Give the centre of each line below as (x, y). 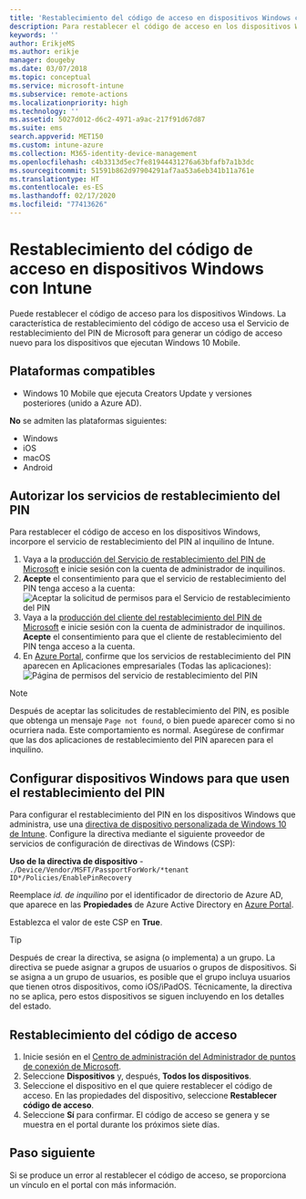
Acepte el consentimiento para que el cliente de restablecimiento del (152, 637)
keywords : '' (34, 35)
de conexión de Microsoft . (71, 1067)
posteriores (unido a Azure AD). (82, 403)
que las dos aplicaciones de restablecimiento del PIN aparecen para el (142, 740)
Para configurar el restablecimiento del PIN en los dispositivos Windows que (153, 815)
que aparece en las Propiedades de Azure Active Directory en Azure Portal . (152, 904)
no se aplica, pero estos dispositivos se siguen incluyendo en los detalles (147, 997)
